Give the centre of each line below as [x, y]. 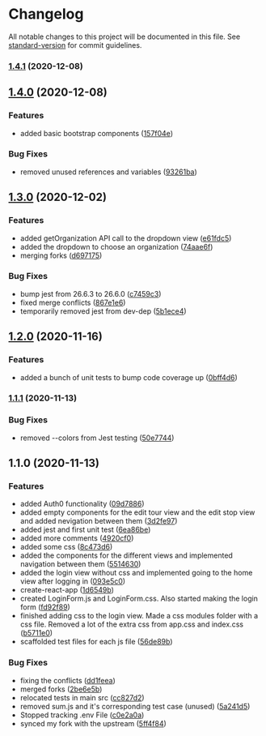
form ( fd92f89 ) [45, 607]
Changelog [46, 14]
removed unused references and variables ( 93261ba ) [109, 172]
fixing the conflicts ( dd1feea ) [68, 680]
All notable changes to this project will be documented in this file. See [125, 36]
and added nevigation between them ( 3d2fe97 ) [99, 521]
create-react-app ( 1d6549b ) [67, 590]
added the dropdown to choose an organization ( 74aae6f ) [116, 246]
